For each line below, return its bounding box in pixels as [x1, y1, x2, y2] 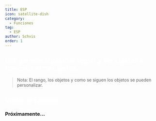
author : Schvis [5, 34, 36, 39]
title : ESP [5, 7, 27, 12]
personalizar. [16, 82, 43, 88]
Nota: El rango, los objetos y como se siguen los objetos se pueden [16, 77, 152, 83]
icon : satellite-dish [5, 12, 49, 16]
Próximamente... [5, 110, 45, 117]
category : [5, 16, 25, 21]
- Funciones [9, 20, 34, 26]
